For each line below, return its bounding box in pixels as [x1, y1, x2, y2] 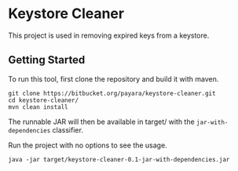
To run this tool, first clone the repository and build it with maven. [8, 74, 219, 83]
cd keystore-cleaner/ [8, 96, 79, 104]
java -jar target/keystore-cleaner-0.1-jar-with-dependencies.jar [8, 155, 230, 163]
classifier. [52, 125, 84, 134]
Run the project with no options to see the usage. [8, 140, 167, 150]
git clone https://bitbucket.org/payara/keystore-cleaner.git [8, 89, 216, 97]
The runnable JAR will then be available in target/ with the [8, 117, 195, 126]
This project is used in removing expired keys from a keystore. [8, 31, 210, 40]
